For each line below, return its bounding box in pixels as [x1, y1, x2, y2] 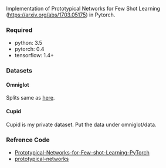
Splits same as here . [6, 94, 55, 101]
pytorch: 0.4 [14, 45, 45, 52]
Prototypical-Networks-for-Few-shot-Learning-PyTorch [14, 149, 150, 156]
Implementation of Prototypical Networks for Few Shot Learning [6, 5, 160, 12]
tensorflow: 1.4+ [14, 52, 55, 59]
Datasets [6, 67, 32, 75]
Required [6, 26, 33, 34]
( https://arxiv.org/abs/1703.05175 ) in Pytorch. [6, 11, 116, 18]
